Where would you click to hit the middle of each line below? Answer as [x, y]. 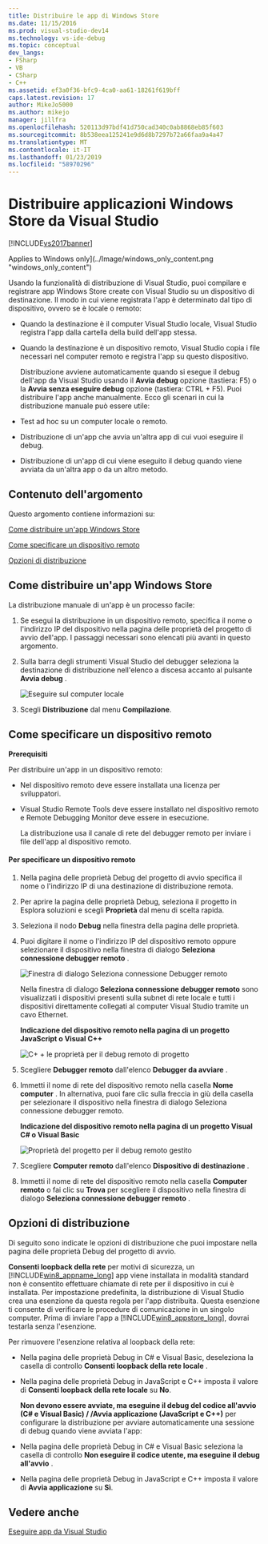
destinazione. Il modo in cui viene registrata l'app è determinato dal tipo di [130, 300]
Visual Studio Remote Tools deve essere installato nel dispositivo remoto [139, 808]
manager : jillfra [37, 120]
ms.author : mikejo [39, 113]
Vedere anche [44, 1512]
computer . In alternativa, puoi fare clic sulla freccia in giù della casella [136, 1093]
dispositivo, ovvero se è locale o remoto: [75, 308]
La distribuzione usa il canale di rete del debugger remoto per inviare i [135, 832]
